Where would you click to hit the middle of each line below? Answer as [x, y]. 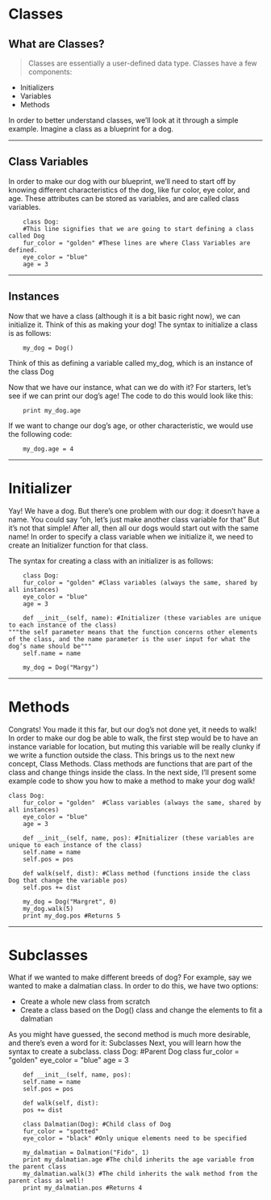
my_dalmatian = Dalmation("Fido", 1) [86, 1153]
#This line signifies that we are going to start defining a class [138, 229]
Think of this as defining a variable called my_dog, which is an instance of [131, 363]
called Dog [27, 236]
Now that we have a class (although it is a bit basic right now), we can [124, 316]
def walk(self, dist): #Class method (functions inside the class [137, 873]
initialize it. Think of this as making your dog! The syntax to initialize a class [133, 325]
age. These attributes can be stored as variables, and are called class [124, 198]
